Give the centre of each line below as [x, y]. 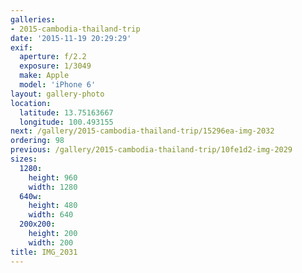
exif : [21, 47]
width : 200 [51, 242]
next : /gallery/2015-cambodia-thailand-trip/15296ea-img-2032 [142, 131]
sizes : [24, 159]
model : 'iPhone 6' [58, 85]
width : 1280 [53, 187]
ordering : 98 [37, 141]
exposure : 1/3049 [55, 66]
